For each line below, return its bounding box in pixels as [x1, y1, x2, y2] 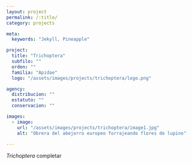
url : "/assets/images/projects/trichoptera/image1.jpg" [17, 124, 160, 131]
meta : [6, 31, 20, 37]
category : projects [6, 20, 55, 26]
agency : [6, 86, 26, 92]
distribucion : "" [11, 91, 55, 98]
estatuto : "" [11, 97, 44, 103]
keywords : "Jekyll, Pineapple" [11, 37, 90, 43]
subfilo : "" [11, 58, 42, 64]
